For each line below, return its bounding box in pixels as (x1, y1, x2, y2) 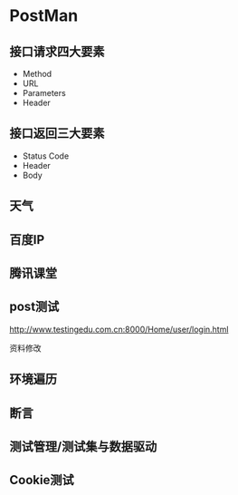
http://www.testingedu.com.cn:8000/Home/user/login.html (9, 324, 229, 335)
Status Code (22, 150, 70, 161)
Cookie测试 (9, 472, 74, 488)
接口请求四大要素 (9, 44, 105, 59)
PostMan (9, 5, 79, 26)
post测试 (9, 299, 60, 315)
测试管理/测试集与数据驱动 (9, 439, 157, 454)
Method (22, 69, 52, 79)
